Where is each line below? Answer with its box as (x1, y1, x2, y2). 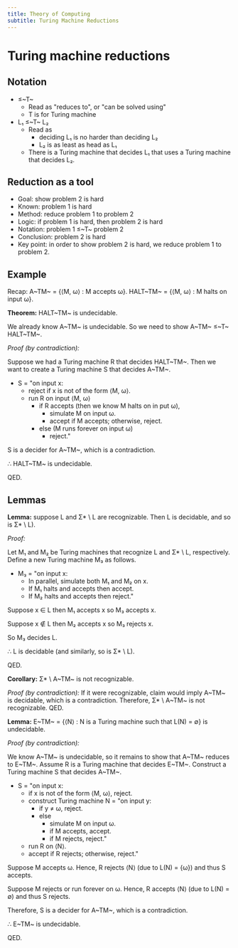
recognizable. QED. (7, 703, 64, 712)
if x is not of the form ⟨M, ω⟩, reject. (28, 789, 133, 797)
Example (7, 268, 47, 280)
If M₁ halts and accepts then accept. (28, 584, 134, 593)
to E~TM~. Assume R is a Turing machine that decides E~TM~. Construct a (7, 759, 227, 769)
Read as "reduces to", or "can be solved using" (28, 102, 167, 111)
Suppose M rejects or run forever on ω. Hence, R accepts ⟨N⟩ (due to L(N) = (7, 884, 229, 893)
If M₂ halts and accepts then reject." (28, 591, 134, 600)
